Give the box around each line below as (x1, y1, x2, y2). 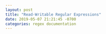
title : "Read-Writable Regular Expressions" (5, 12, 101, 17)
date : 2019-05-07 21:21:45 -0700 (5, 16, 76, 21)
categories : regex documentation (5, 21, 76, 26)
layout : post (5, 7, 33, 12)
